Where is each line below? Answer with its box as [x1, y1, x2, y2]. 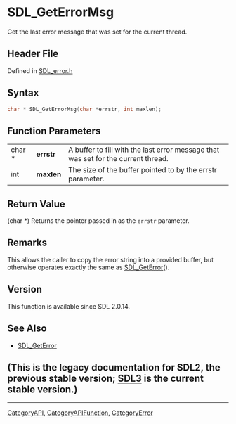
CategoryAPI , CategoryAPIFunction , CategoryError [7, 409, 153, 417]
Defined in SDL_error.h [7, 66, 73, 75]
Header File [7, 48, 59, 60]
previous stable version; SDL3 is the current [7, 372, 204, 384]
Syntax [7, 87, 39, 99]
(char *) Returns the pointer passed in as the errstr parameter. [7, 217, 190, 225]
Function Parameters [7, 124, 101, 137]
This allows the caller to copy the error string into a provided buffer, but [7, 255, 214, 264]
